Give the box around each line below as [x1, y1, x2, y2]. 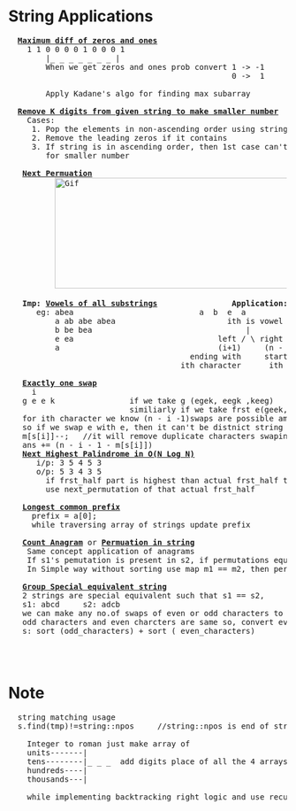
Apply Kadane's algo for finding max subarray [45, 89, 251, 98]
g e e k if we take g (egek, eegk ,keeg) [22, 396, 275, 405]
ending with [189, 351, 242, 361]
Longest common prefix [22, 502, 121, 512]
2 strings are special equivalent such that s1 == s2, [22, 591, 265, 600]
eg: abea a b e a [35, 307, 247, 317]
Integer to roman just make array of [27, 738, 191, 749]
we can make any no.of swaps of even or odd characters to [22, 608, 284, 618]
